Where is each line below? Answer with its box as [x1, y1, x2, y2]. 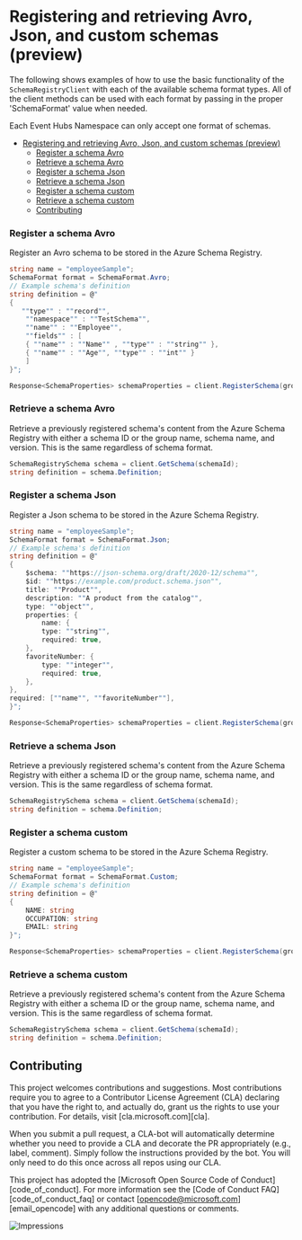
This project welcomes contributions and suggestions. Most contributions [9, 1082, 282, 1093]
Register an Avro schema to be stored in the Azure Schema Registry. [9, 247, 262, 258]
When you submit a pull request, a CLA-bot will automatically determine [9, 1128, 275, 1138]
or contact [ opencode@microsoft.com [96, 1193, 238, 1204]
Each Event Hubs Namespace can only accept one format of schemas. [9, 120, 271, 131]
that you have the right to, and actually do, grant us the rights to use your [9, 1101, 280, 1112]
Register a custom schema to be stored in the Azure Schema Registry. [9, 846, 269, 857]
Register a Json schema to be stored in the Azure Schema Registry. [9, 509, 259, 520]
